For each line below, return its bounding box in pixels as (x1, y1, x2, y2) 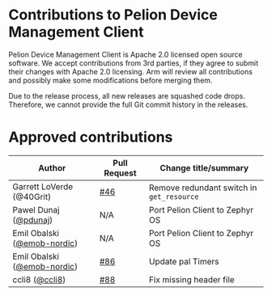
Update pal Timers (148, 256, 219, 267)
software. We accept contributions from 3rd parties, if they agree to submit (8, 58, 259, 68)
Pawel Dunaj (12, 204, 60, 215)
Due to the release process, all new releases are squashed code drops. (8, 91, 245, 100)
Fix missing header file (148, 273, 235, 285)
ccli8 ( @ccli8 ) (12, 273, 66, 285)
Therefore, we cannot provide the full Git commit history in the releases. (8, 99, 249, 109)
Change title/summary (159, 162, 249, 173)
